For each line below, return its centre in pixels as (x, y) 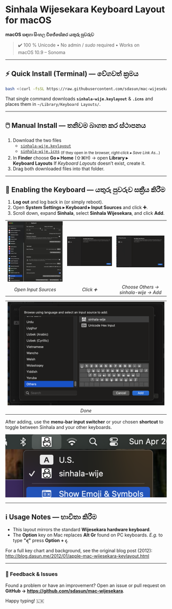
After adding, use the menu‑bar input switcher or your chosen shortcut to (84, 422)
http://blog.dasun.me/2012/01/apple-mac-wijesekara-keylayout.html (77, 556)
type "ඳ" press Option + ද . (40, 540)
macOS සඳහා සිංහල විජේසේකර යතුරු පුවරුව (50, 34)
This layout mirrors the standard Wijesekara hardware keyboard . (82, 530)
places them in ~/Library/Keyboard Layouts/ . (53, 104)
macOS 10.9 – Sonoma (41, 52)
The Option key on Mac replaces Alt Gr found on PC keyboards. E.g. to (88, 535)
